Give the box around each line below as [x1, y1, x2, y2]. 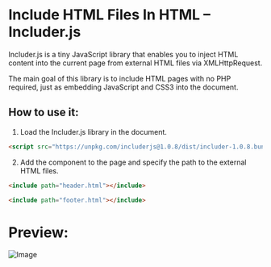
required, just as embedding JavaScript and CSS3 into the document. [8, 82, 239, 92]
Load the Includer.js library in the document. [19, 127, 168, 136]
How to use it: [8, 106, 79, 119]
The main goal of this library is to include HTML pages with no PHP [8, 73, 231, 83]
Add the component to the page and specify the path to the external [19, 157, 247, 167]
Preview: [8, 223, 69, 241]
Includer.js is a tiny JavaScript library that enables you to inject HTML [8, 49, 239, 59]
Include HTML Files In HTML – [8, 6, 211, 24]
